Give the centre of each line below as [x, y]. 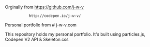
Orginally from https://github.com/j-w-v [44, 7]
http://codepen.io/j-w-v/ [55, 16]
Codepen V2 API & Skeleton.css [37, 39]
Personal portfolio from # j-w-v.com [41, 25]
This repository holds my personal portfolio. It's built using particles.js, [75, 34]
